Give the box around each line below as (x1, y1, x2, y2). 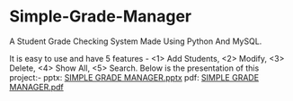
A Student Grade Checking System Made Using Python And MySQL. (9, 36, 262, 46)
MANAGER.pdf (9, 81, 65, 92)
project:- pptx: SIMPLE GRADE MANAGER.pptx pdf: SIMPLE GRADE (9, 72, 259, 82)
